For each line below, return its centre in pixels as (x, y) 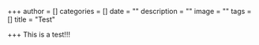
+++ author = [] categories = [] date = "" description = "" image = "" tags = (129, 11)
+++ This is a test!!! (39, 35)
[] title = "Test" (32, 19)
